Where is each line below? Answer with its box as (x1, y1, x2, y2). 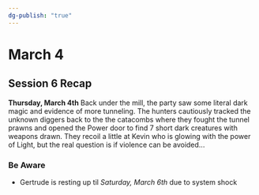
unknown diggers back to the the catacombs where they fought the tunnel (8, 114, 250, 124)
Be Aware (8, 159, 46, 171)
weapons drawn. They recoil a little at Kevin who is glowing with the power (8, 131, 251, 141)
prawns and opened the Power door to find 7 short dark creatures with (8, 123, 238, 133)
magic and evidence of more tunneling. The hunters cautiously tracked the (8, 106, 251, 115)
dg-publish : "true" (8, 11, 73, 20)
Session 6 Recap (8, 77, 92, 91)
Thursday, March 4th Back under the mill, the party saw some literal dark (8, 98, 248, 107)
